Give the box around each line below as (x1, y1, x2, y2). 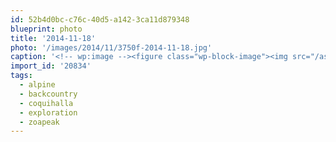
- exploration (19, 107, 78, 118)
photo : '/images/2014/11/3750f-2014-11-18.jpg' (10, 42, 213, 53)
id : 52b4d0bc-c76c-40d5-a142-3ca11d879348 (10, 14, 190, 25)
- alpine (19, 80, 56, 90)
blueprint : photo (10, 24, 83, 34)
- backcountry (19, 89, 78, 99)
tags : (10, 71, 33, 81)
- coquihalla (19, 98, 74, 108)
